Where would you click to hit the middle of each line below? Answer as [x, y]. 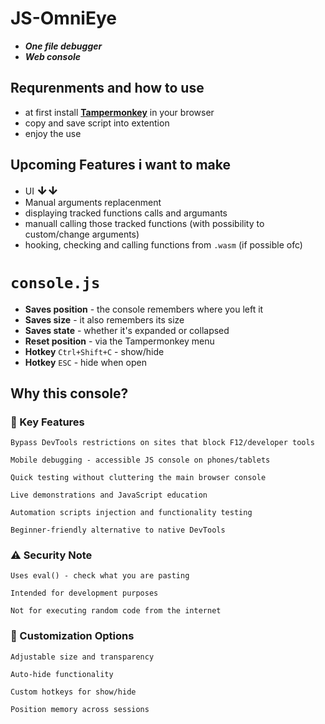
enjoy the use [53, 133]
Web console [53, 56]
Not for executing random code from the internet [116, 611]
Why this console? [69, 393]
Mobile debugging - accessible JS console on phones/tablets [140, 460]
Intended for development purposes [84, 593]
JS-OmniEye [63, 18]
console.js [55, 282]
